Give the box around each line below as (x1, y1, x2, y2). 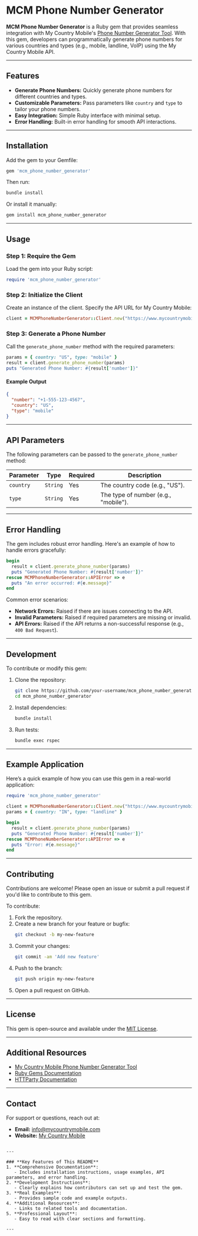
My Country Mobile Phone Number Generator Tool (14, 1063, 137, 1070)
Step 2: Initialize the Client (6, 290, 83, 299)
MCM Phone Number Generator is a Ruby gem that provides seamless (6, 23, 179, 30)
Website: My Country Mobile (14, 1132, 85, 1139)
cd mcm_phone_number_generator (14, 693, 92, 699)
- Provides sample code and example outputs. (14, 1195, 128, 1201)
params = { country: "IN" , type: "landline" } (6, 809, 123, 815)
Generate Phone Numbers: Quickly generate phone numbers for (14, 86, 173, 93)
